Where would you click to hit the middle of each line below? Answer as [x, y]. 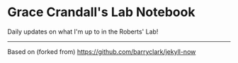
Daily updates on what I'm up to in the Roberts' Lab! [83, 31]
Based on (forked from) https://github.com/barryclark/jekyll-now [102, 51]
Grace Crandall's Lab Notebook [101, 12]
